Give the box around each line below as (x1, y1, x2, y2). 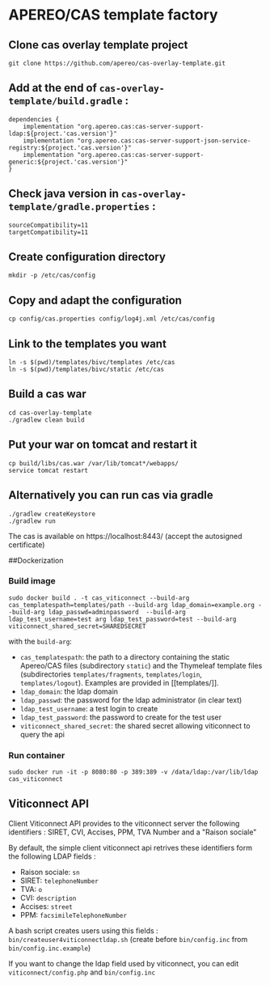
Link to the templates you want (8, 337, 167, 350)
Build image (8, 575, 57, 587)
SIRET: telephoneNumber (19, 876, 99, 885)
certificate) (8, 540, 45, 550)
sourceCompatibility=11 (8, 221, 89, 229)
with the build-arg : (8, 636, 73, 646)
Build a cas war (8, 387, 86, 401)
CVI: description (19, 893, 77, 902)
